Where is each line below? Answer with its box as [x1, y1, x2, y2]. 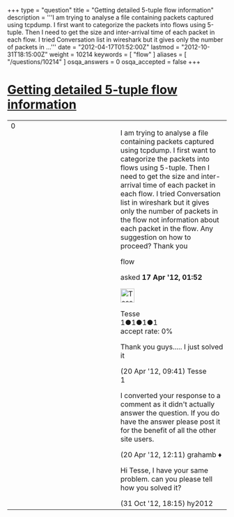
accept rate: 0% [120, 326, 173, 336]
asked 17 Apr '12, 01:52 [120, 272, 203, 282]
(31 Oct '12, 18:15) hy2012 [120, 498, 214, 508]
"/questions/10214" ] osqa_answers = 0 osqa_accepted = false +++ [7, 58, 201, 65]
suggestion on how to [120, 232, 192, 242]
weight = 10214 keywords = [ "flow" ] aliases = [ [49, 50, 187, 58]
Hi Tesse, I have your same [120, 466, 209, 475]
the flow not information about [120, 215, 219, 225]
